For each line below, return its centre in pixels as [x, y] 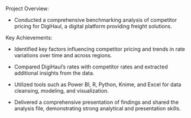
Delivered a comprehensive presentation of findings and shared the [96, 102]
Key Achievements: [29, 37]
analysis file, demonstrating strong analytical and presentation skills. [97, 108]
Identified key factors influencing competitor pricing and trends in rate [100, 49]
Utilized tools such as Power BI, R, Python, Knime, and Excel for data [98, 84]
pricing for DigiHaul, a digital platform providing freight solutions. [93, 26]
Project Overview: [27, 9]
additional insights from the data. [54, 73]
